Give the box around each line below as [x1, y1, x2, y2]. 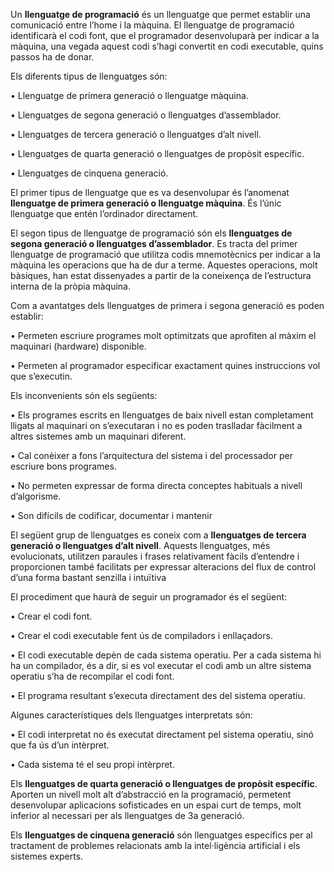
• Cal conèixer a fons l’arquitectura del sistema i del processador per [10, 450, 293, 461]
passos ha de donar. [10, 51, 95, 63]
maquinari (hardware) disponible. [10, 340, 147, 352]
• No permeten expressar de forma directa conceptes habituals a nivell [10, 480, 303, 491]
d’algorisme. [10, 490, 62, 502]
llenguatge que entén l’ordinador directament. [10, 208, 199, 219]
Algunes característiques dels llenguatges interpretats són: [10, 709, 253, 721]
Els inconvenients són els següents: [10, 390, 158, 401]
